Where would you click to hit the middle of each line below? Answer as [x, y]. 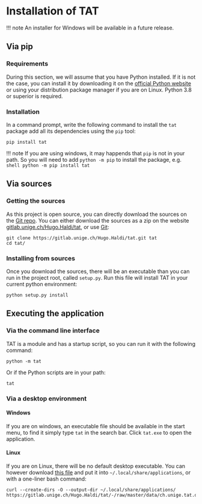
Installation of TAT [53, 11]
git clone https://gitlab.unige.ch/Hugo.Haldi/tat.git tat [82, 238]
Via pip [20, 47]
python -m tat [24, 361]
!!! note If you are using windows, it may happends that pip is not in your [96, 153]
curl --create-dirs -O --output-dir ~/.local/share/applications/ [91, 490]
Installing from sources [41, 258]
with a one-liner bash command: [46, 479]
